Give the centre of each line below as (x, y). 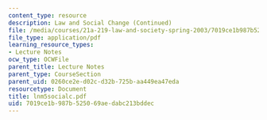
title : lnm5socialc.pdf (48, 96)
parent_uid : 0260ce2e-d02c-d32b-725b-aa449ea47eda (94, 81)
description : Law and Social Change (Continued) (90, 23)
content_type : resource (48, 15)
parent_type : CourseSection (55, 74)
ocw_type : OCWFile (39, 60)
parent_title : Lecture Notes (56, 67)
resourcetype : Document (48, 89)
